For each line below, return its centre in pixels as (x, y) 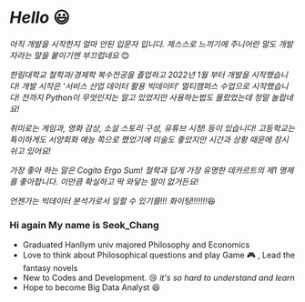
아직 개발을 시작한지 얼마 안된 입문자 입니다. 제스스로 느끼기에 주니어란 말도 (143, 44)
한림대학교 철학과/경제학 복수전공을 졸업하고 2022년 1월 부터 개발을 (129, 75)
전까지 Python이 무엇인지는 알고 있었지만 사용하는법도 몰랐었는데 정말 (145, 97)
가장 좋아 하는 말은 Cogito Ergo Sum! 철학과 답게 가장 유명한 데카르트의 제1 (143, 170)
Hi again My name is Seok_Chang (84, 225)
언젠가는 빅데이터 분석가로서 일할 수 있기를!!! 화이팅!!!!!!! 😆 (112, 201)
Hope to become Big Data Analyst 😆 (91, 287)
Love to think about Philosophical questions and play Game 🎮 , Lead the (159, 255)
